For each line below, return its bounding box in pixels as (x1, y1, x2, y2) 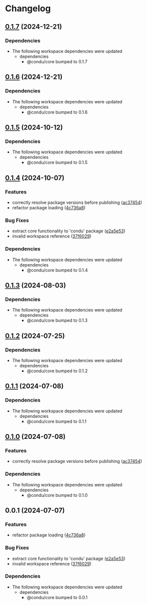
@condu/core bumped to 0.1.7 (26, 58, 88, 64)
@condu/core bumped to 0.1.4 (26, 267, 88, 273)
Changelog (5, 3, 51, 14)
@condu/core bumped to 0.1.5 (26, 160, 88, 166)
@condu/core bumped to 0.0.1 (26, 594, 88, 600)
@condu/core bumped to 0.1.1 (26, 418, 87, 424)
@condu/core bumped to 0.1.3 (26, 317, 88, 323)
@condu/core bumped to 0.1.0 (26, 492, 88, 498)
